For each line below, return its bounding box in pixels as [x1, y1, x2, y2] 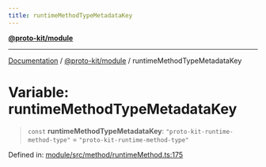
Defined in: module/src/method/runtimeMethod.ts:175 [8, 150, 184, 159]
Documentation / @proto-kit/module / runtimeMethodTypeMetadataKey [8, 56, 242, 65]
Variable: [8, 83, 70, 101]
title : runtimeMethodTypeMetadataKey [8, 11, 133, 20]
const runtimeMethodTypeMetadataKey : [27, 126, 165, 135]
